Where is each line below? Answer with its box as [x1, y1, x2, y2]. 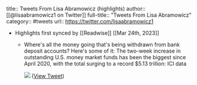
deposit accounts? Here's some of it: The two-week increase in [23, 47, 181, 54]
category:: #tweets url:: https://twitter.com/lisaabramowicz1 [6, 18, 154, 25]
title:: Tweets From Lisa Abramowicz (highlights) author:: [6, 5, 146, 12]
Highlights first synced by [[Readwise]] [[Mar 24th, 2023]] [14, 29, 159, 37]
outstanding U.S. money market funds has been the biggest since [23, 54, 186, 60]
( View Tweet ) [31, 72, 65, 80]
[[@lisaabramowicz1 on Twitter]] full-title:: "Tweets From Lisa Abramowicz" [6, 11, 192, 19]
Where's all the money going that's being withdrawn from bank [23, 41, 180, 48]
